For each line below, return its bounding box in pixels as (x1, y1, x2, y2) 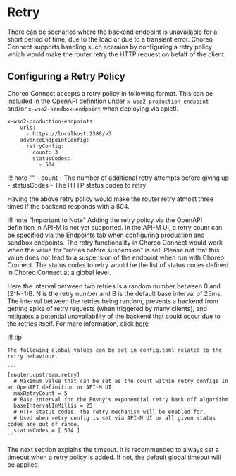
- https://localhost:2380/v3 (25, 130, 112, 138)
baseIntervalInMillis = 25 (13, 402, 93, 409)
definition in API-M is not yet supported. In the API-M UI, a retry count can (7, 223, 223, 231)
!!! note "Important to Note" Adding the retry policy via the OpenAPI (7, 216, 203, 224)
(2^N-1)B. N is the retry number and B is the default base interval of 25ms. (7, 289, 223, 298)
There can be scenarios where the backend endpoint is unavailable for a (7, 28, 218, 36)
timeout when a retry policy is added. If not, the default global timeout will (7, 453, 221, 461)
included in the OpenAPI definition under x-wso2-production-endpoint (7, 97, 209, 105)
